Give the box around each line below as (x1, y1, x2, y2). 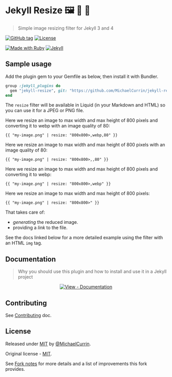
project (17, 274, 33, 280)
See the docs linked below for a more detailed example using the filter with (5, 235, 163, 241)
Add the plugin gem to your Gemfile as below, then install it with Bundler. (5, 73, 159, 79)
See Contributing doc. (5, 312, 52, 318)
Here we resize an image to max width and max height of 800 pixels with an (5, 142, 165, 148)
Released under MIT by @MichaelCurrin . (5, 341, 91, 347)
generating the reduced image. (12, 219, 78, 225)
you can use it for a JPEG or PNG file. (5, 108, 84, 114)
